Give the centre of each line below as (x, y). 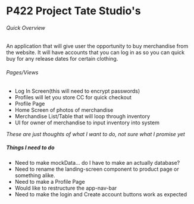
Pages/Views (22, 72)
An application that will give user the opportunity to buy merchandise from (97, 46)
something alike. (35, 175)
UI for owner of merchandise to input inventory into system (87, 123)
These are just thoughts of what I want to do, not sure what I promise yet (96, 134)
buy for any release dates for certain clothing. (62, 59)
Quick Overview (26, 27)
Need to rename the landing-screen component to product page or (97, 169)
